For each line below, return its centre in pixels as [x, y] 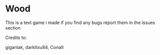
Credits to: [16, 37]
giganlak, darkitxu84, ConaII [35, 47]
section [13, 27]
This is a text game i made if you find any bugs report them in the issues [80, 22]
